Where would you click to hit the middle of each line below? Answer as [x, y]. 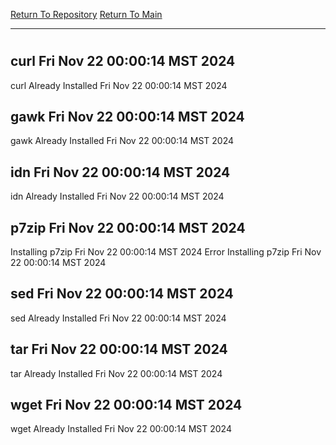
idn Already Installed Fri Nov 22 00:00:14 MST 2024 [117, 196]
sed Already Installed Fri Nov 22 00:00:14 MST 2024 [118, 318]
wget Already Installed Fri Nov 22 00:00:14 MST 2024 [121, 429]
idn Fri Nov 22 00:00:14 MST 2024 [120, 172]
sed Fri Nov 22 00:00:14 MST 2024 [122, 294]
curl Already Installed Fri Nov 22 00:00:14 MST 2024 [119, 85]
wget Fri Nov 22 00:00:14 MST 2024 [126, 405]
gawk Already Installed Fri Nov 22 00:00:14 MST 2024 [122, 141]
